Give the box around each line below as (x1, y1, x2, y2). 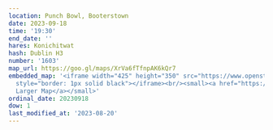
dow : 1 (8, 102, 31, 110)
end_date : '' (8, 34, 53, 43)
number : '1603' (8, 57, 60, 65)
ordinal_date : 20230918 (8, 94, 89, 103)
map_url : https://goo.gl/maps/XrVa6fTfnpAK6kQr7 (8, 65, 176, 73)
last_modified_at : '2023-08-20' (8, 110, 118, 118)
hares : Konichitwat (8, 42, 75, 50)
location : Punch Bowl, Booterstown (8, 11, 129, 20)
